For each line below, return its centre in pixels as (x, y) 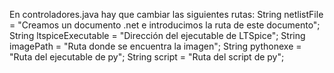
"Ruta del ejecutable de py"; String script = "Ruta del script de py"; (147, 57)
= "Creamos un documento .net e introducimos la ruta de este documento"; (165, 25)
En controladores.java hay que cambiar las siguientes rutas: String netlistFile (166, 14)
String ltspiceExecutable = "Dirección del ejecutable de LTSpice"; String (157, 35)
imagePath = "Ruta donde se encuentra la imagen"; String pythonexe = (155, 46)
